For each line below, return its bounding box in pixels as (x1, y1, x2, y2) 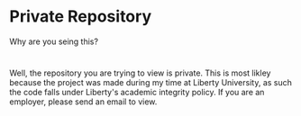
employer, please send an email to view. (9, 96, 158, 107)
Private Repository (9, 6, 151, 27)
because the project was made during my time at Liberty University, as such (9, 77, 293, 88)
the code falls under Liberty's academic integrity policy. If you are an (9, 87, 265, 98)
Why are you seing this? (9, 36, 99, 47)
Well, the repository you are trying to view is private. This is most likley (9, 67, 271, 78)
